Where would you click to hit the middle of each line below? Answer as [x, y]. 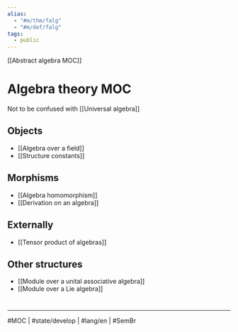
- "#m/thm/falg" [38, 21]
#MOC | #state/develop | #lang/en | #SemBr [72, 321]
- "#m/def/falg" [38, 27]
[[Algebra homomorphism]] [57, 195]
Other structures [45, 264]
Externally [30, 225]
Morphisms [33, 178]
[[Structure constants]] [51, 155]
